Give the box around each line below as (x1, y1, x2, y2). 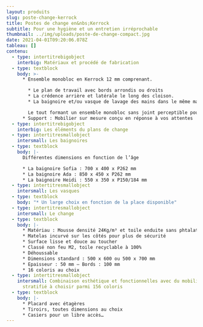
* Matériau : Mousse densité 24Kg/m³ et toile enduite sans (22, 228, 177, 234)
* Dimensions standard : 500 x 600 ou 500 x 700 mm (22, 256, 155, 262)
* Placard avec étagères (22, 300, 85, 306)
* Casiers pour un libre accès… (22, 312, 104, 318)
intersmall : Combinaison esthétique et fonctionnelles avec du (17, 278, 180, 285)
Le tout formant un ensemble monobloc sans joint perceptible (28, 110, 188, 116)
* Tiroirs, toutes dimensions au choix (22, 306, 123, 312)
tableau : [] (6, 43, 36, 49)
